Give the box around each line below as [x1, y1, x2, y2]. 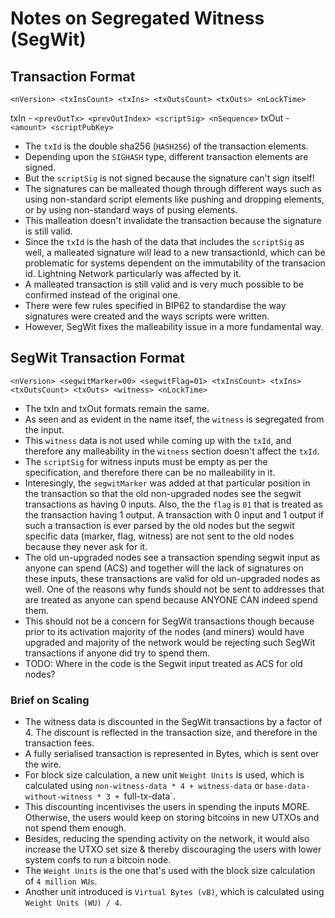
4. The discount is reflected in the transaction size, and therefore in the [24, 727, 318, 739]
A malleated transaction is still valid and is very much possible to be [24, 278, 305, 290]
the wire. [24, 758, 62, 771]
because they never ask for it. [24, 540, 148, 552]
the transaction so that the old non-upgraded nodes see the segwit [24, 487, 302, 499]
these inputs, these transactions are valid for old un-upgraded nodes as [24, 572, 321, 584]
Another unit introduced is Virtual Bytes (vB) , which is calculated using [24, 886, 325, 898]
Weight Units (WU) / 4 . [24, 897, 123, 909]
